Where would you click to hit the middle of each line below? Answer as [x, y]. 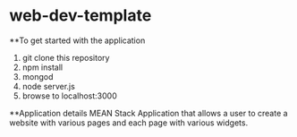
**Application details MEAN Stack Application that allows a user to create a [148, 113]
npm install [42, 67]
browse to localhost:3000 [70, 96]
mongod [38, 76]
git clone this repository [66, 57]
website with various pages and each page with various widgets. [129, 123]
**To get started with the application [77, 40]
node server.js [49, 86]
